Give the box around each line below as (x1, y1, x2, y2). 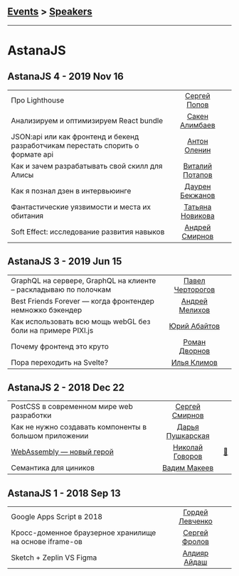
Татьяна (184, 202, 212, 212)
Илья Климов (171, 357, 218, 367)
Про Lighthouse (11, 95, 65, 105)
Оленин (184, 145, 211, 155)
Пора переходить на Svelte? (11, 357, 109, 367)
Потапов (182, 170, 213, 180)
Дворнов (179, 346, 211, 356)
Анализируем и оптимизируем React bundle (11, 115, 164, 125)
